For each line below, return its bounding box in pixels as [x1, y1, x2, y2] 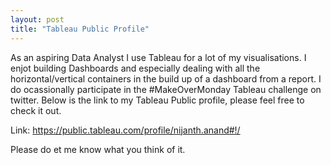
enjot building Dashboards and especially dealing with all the [10, 62, 261, 74]
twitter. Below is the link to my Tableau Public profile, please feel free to [10, 94, 305, 106]
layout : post [10, 14, 65, 25]
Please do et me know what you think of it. [10, 143, 186, 155]
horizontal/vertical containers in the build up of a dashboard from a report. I [10, 72, 322, 85]
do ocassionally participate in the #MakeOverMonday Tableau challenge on [10, 83, 322, 95]
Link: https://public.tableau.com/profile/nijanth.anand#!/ [10, 124, 241, 136]
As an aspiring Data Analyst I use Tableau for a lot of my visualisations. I [10, 51, 307, 63]
